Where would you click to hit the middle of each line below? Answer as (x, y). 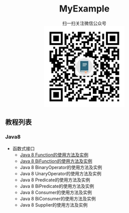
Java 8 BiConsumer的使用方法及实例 (58, 198)
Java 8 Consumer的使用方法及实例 (56, 192)
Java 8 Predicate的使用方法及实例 (55, 180)
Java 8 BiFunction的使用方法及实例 (56, 161)
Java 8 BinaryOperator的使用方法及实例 (61, 167)
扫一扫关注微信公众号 (84, 23)
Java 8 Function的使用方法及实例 (54, 155)
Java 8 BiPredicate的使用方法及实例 (57, 186)
